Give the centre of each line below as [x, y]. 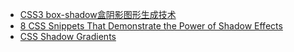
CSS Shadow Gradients [68, 36]
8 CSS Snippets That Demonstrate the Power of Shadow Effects [151, 26]
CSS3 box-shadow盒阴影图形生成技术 [98, 14]
